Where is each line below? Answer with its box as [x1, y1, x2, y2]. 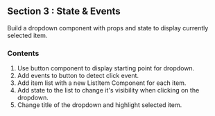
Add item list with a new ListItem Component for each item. [17, 79, 187, 87]
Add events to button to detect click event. [17, 72, 139, 80]
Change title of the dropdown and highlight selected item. [17, 101, 182, 109]
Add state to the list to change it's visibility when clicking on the [17, 86, 200, 95]
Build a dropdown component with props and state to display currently [7, 23, 209, 32]
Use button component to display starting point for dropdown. [17, 64, 195, 72]
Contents [7, 48, 40, 58]
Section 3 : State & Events [7, 6, 121, 17]
